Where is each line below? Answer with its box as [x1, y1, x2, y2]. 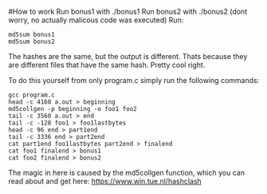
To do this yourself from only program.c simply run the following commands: [8, 76, 260, 85]
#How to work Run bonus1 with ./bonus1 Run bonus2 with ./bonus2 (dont [8, 7, 248, 16]
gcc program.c [8, 91, 56, 99]
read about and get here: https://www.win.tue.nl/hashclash [8, 176, 202, 186]
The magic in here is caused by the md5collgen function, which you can [8, 168, 245, 177]
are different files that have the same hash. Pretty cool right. [8, 60, 206, 69]
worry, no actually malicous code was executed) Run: [8, 15, 184, 25]
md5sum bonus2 [8, 38, 56, 46]
